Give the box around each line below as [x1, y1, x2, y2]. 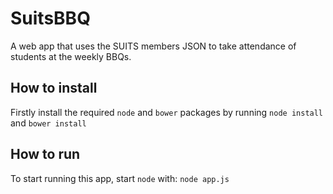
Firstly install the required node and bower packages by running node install [10, 106, 324, 118]
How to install [10, 80, 98, 97]
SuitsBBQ [10, 7, 91, 30]
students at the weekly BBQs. [10, 50, 132, 62]
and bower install [10, 117, 87, 129]
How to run [10, 146, 81, 163]
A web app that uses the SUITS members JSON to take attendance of [10, 40, 297, 52]
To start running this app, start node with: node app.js [10, 172, 230, 184]
